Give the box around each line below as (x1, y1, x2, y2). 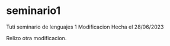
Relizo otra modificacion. (6, 34, 67, 41)
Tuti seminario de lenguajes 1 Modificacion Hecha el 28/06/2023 (6, 23, 164, 30)
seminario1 (6, 4, 61, 17)
